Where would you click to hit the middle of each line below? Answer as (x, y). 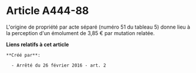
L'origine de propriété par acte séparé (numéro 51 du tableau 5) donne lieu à (98, 27)
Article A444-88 (48, 11)
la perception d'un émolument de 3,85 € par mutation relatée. (80, 33)
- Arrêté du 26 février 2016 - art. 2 (59, 65)
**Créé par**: (23, 55)
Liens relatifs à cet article (38, 44)
